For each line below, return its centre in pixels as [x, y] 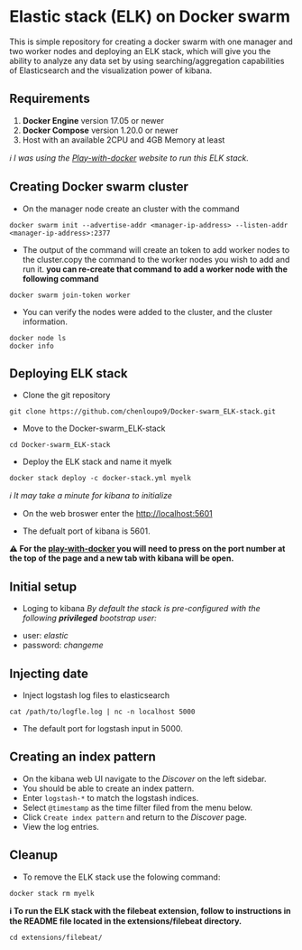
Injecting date [49, 673]
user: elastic [46, 636]
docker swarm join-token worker [70, 295]
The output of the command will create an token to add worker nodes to [156, 249]
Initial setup [43, 587]
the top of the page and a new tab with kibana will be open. [122, 558]
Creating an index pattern [82, 757]
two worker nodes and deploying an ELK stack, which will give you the [140, 51]
